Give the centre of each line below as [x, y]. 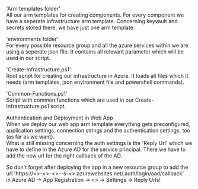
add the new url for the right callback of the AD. [64, 156]
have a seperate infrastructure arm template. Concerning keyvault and [92, 21]
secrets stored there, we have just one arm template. [71, 27]
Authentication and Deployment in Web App [60, 118]
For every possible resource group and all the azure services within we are [97, 45]
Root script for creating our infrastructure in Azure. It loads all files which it [97, 76]
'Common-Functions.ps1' [37, 94]
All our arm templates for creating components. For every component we [95, 15]
